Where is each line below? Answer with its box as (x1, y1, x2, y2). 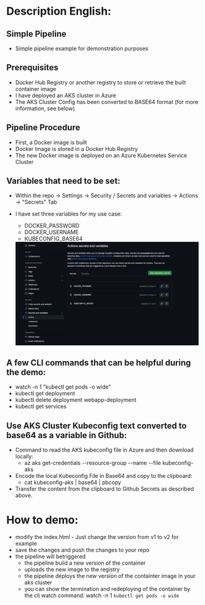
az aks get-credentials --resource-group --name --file (24, 460, 162, 467)
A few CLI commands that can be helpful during (6, 358, 191, 368)
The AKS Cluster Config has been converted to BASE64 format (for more (15, 98, 198, 105)
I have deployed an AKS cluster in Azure (15, 92, 117, 99)
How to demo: (6, 513, 79, 527)
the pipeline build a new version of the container (24, 559, 146, 566)
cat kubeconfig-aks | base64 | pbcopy (24, 479, 121, 486)
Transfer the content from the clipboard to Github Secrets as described (15, 485, 194, 493)
